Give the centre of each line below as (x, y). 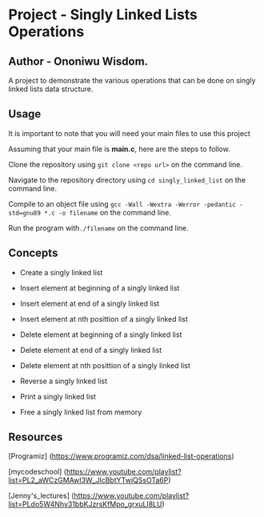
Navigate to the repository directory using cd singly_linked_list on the (127, 180)
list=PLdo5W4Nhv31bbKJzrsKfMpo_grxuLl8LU (85, 504)
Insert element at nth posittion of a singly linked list (104, 319)
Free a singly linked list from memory (81, 412)
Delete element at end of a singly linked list (91, 350)
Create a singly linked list (61, 272)
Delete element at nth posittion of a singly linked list (105, 365)
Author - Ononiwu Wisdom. (78, 61)
